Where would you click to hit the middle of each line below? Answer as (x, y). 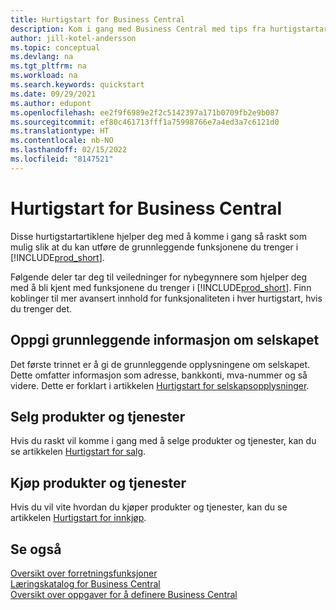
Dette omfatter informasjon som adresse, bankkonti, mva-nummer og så (159, 375)
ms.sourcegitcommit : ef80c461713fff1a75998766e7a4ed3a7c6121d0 (145, 122)
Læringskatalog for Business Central (85, 583)
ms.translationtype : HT (60, 131)
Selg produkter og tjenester (98, 416)
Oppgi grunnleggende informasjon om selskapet (165, 340)
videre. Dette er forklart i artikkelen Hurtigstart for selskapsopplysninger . (160, 385)
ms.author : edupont (51, 103)
